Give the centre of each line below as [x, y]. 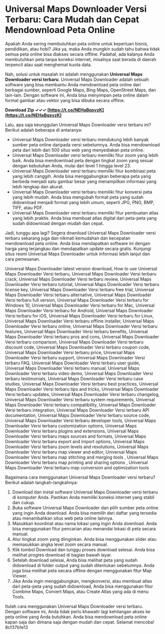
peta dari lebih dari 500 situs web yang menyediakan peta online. [78, 150]
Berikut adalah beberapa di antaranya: [44, 130]
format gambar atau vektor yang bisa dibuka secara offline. [65, 100]
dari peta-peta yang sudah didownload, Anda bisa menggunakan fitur [82, 586]
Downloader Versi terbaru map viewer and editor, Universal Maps [71, 452]
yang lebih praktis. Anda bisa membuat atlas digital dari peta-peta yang [84, 218]
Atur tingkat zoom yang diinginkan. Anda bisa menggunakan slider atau [84, 539]
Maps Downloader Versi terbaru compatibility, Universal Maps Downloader [81, 405]
